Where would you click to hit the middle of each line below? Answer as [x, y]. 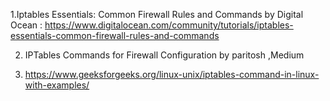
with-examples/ [57, 85]
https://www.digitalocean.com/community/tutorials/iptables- [169, 25]
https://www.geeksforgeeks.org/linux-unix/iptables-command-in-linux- [172, 74]
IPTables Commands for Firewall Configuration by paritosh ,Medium [164, 55]
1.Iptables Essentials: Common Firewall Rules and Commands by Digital [157, 14]
